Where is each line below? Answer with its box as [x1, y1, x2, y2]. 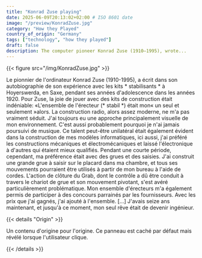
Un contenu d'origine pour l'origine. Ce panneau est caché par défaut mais [6, 227, 192, 235]
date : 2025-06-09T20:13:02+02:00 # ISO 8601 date [6, 14, 133, 20]
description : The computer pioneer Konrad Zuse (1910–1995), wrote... [6, 48, 187, 54]
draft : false [6, 43, 39, 49]
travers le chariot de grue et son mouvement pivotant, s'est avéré [6, 178, 168, 185]
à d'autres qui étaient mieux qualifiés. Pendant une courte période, [6, 146, 171, 153]
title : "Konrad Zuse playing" [6, 8, 82, 15]
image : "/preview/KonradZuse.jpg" [6, 20, 93, 26]
